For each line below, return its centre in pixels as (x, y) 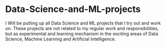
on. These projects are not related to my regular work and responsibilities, (82, 28)
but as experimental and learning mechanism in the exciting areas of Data (82, 33)
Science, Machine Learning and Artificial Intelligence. (61, 39)
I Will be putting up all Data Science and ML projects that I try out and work (83, 23)
